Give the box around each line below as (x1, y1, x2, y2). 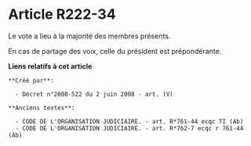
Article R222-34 (8, 5, 116, 23)
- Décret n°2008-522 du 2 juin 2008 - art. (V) (15, 90, 174, 98)
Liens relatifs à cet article (8, 61, 93, 71)
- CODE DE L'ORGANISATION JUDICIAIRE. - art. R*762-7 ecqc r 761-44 (15, 124, 244, 132)
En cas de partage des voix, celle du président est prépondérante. (8, 46, 222, 55)
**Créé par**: (8, 77, 55, 84)
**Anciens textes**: (8, 104, 76, 112)
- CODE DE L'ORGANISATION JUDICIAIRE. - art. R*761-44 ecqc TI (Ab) (15, 117, 244, 126)
